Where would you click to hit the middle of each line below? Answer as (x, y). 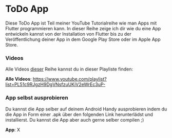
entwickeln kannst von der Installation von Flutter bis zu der (69, 34)
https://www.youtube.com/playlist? (70, 79)
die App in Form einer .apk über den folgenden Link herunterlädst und (79, 114)
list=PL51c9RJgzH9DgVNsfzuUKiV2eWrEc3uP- (55, 84)
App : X (13, 130)
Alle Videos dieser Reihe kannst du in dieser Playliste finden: (69, 69)
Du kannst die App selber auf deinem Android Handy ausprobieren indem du (86, 109)
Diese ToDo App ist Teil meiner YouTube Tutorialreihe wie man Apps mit (81, 23)
